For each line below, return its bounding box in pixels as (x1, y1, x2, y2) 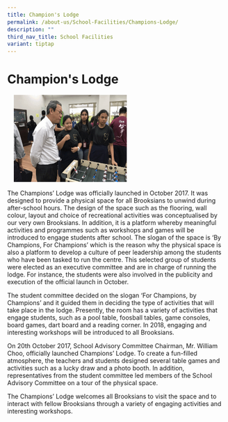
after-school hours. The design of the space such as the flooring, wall (7, 204, 207, 212)
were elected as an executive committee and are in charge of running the (7, 263, 217, 272)
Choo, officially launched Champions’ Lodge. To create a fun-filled (7, 349, 198, 358)
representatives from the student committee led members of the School (7, 371, 213, 380)
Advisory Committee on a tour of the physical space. (7, 379, 158, 387)
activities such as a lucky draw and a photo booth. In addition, (7, 364, 185, 373)
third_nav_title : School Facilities (7, 33, 113, 40)
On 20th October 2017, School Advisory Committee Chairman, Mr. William (7, 342, 218, 350)
